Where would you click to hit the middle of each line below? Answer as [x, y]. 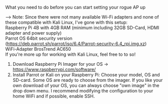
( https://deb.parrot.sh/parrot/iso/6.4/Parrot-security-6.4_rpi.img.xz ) [76, 44]
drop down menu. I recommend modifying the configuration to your [83, 91]
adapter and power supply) [33, 33]
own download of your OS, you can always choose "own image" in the [86, 85]
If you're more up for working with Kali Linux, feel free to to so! [70, 54]
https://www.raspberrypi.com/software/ [54, 69]
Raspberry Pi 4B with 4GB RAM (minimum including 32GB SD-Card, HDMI [82, 28]
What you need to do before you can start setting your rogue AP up [75, 7]
